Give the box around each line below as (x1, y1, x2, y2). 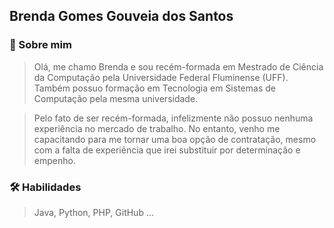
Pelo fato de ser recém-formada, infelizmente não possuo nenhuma (33, 112, 314, 124)
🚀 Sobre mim (9, 38, 72, 52)
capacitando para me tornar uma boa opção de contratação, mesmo (33, 133, 317, 145)
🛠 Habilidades (9, 180, 82, 194)
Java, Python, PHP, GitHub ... (33, 206, 154, 218)
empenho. (33, 154, 76, 166)
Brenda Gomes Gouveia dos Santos (9, 8, 234, 25)
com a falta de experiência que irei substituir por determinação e (33, 144, 301, 156)
